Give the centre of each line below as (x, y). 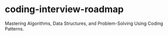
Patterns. (14, 28)
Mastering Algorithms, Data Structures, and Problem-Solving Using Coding (84, 23)
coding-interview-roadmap (64, 9)
